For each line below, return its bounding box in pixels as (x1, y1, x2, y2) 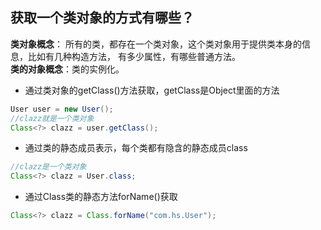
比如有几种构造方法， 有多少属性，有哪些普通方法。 (27, 50, 241, 62)
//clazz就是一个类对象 (10, 113, 95, 123)
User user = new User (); (10, 104, 114, 114)
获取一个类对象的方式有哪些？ (10, 9, 195, 27)
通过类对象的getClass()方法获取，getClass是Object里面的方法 (24, 84, 280, 96)
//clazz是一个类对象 (10, 162, 87, 172)
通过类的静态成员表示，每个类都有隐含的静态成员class (24, 142, 248, 154)
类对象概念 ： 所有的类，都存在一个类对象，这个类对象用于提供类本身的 (10, 38, 302, 50)
